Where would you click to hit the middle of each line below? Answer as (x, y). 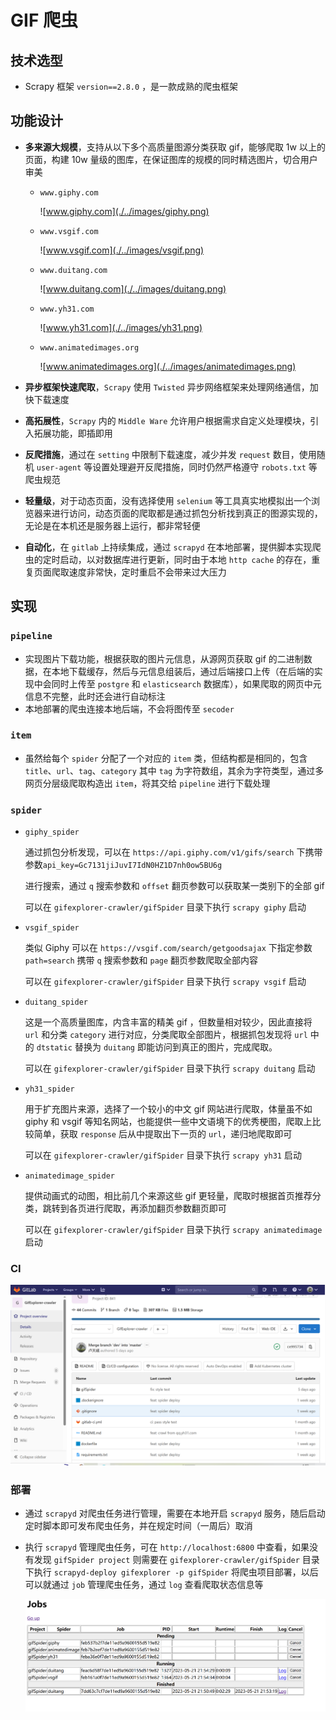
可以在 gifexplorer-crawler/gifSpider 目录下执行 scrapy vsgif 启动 (165, 982)
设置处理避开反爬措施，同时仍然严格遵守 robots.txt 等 (205, 467)
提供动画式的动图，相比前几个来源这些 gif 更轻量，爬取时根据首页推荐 (168, 1196)
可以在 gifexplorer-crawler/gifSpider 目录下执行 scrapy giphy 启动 (165, 907)
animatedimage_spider (69, 1176)
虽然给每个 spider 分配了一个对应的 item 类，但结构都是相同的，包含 (166, 758)
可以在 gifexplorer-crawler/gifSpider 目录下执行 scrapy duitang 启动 (170, 1068)
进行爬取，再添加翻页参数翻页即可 (156, 1208)
